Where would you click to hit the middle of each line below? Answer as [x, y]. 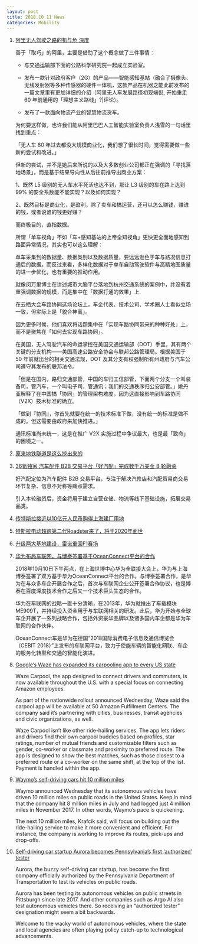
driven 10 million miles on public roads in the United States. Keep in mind [103, 797]
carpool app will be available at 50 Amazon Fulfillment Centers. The [97, 707]
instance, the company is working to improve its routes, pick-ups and [99, 834]
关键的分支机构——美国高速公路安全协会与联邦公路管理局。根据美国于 [100, 351]
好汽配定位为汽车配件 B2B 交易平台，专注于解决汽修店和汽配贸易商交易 [102, 478]
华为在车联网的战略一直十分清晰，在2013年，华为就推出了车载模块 [96, 604]
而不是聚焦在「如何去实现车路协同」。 [60, 332]
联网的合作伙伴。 [36, 626]
